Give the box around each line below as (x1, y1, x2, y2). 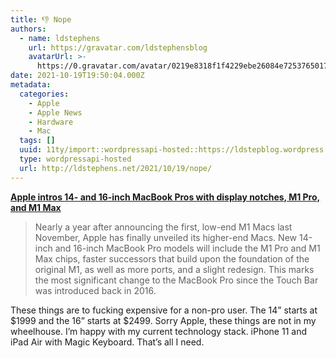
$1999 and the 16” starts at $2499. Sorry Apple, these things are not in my (10, 314, 317, 326)
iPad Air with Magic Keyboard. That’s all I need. (10, 336, 205, 348)
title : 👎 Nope (10, 14, 72, 25)
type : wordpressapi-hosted (19, 154, 132, 164)
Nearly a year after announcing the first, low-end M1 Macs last (34, 221, 293, 233)
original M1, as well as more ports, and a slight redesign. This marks (34, 263, 315, 275)
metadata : (10, 80, 52, 90)
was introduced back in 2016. (34, 284, 157, 296)
